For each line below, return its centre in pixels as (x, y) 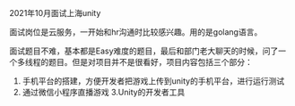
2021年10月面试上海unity (55, 13)
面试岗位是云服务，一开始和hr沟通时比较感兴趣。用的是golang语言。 (136, 32)
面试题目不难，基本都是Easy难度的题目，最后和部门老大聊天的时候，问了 (144, 51)
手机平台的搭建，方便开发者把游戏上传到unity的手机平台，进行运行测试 (153, 81)
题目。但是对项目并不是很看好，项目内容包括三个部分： (150, 62)
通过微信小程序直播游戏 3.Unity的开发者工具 (104, 92)
